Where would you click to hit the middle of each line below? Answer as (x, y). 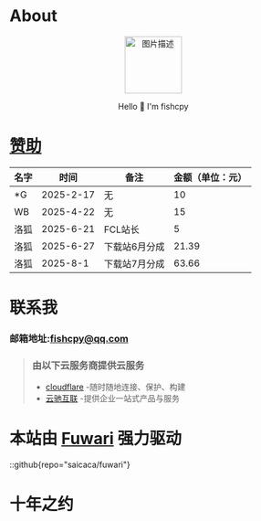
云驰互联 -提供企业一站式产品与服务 (112, 399)
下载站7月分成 (134, 263)
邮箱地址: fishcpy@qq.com (69, 338)
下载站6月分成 (134, 246)
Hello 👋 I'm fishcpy (153, 106)
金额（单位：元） (210, 177)
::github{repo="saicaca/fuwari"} (70, 465)
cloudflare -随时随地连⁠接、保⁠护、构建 (115, 387)
